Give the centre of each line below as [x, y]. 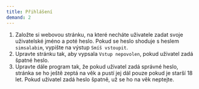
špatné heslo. [32, 60]
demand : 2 [19, 17]
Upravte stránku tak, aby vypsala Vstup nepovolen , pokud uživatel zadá [104, 54]
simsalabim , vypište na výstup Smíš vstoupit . [72, 47]
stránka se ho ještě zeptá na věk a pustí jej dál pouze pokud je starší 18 [104, 73]
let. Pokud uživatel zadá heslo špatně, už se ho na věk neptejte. [95, 79]
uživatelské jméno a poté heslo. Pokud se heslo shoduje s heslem [97, 41]
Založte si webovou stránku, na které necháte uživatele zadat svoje [99, 34]
